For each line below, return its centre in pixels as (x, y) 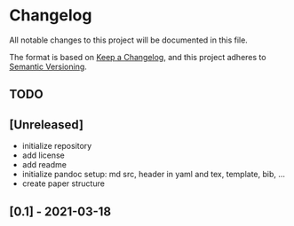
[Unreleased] (47, 125)
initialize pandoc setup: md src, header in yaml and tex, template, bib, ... (154, 175)
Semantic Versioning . (48, 66)
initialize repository (57, 146)
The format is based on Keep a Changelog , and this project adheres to (138, 57)
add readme (44, 165)
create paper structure (63, 183)
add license (43, 155)
